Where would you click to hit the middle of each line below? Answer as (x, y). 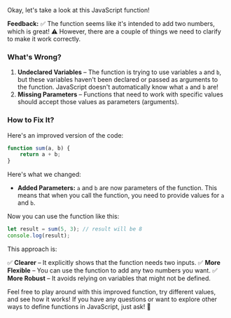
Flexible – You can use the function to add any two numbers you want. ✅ (113, 270)
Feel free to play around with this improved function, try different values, (111, 291)
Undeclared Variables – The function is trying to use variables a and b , (119, 72)
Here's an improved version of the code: (65, 135)
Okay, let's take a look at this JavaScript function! (79, 10)
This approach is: (32, 249)
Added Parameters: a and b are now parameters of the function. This (117, 188)
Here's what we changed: (44, 175)
